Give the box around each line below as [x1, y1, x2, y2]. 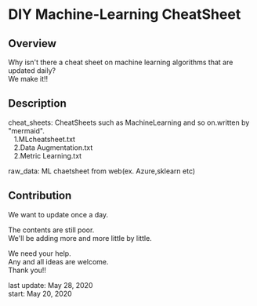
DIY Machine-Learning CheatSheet [8, 5, 241, 24]
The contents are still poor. [8, 225, 95, 235]
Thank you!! [8, 265, 47, 275]
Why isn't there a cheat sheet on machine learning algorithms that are [8, 57, 233, 67]
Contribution [8, 189, 72, 202]
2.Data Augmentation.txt [13, 143, 93, 152]
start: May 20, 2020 [8, 289, 72, 298]
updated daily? [8, 66, 56, 75]
